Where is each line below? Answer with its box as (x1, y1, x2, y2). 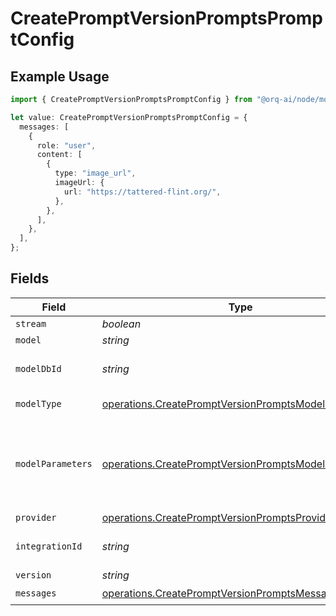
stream (15, 318, 47, 329)
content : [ (36, 150, 83, 160)
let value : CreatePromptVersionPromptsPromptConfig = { (10, 112, 248, 122)
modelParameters (15, 458, 93, 469)
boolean (101, 317, 142, 331)
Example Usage (10, 68, 110, 85)
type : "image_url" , (54, 168, 137, 179)
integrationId (15, 540, 83, 552)
